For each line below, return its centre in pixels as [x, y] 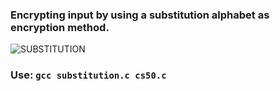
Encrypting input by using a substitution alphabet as [140, 15]
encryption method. [60, 27]
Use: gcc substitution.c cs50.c [88, 75]
